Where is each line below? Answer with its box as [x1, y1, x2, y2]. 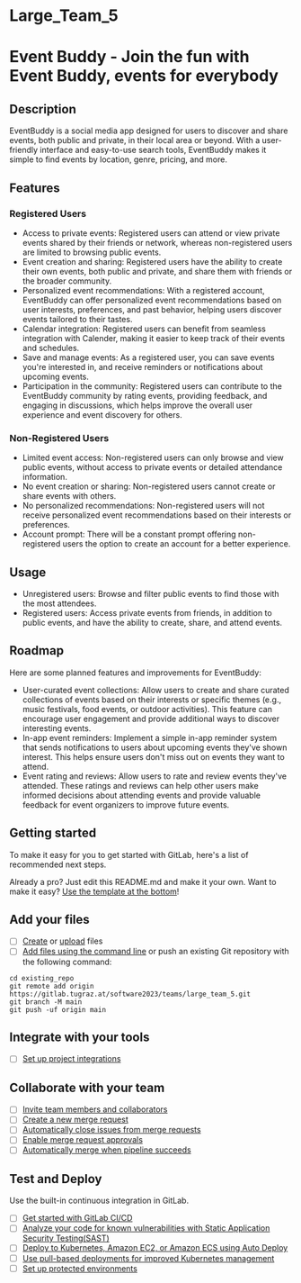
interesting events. [22, 722, 92, 734]
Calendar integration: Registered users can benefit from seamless [22, 323, 267, 334]
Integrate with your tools [9, 1029, 150, 1044]
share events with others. [22, 491, 117, 501]
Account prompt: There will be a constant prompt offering [22, 529, 236, 540]
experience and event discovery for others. [22, 409, 182, 420]
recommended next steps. [9, 859, 107, 870]
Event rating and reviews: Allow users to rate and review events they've [22, 771, 288, 782]
